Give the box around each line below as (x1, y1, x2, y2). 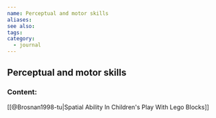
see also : (7, 23, 36, 29)
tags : (7, 29, 23, 36)
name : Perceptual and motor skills (7, 10, 109, 17)
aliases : (7, 16, 32, 23)
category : (7, 35, 36, 42)
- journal (13, 42, 41, 48)
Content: (7, 87, 38, 97)
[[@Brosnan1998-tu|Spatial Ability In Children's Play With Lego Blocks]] (7, 103, 209, 111)
